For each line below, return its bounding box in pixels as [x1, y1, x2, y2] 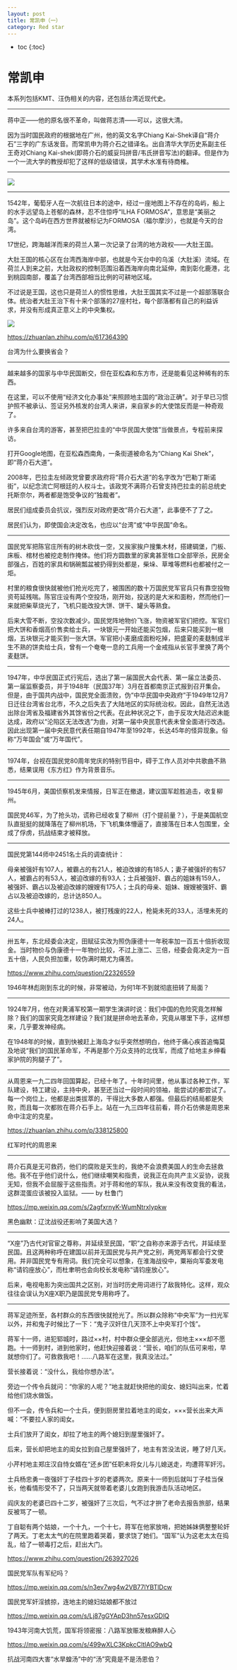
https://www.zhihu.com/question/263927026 [7, 1554, 139, 1563]
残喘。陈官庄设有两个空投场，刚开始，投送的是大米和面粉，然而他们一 [25, 593, 230, 601]
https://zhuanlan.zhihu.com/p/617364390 [7, 333, 128, 341]
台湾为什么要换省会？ [7, 347, 69, 356]
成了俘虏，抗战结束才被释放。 [7, 828, 94, 837]
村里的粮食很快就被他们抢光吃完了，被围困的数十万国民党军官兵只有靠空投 [7, 583, 224, 593]
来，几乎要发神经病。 [7, 1022, 69, 1031]
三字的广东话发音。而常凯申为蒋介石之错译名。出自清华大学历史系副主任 [16, 140, 227, 148]
